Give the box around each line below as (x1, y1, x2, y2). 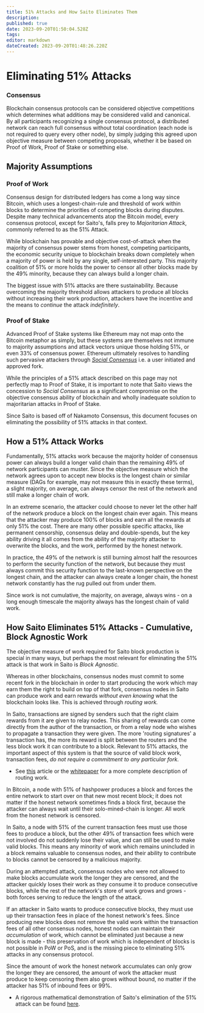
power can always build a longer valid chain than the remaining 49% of (6, 459, 185, 466)
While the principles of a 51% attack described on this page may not (6, 374, 178, 382)
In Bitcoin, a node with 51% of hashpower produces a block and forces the (6, 786, 193, 793)
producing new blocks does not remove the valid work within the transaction (6, 918, 199, 925)
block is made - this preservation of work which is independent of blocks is (6, 937, 195, 945)
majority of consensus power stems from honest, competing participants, (6, 244, 191, 252)
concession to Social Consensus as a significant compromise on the (6, 388, 178, 395)
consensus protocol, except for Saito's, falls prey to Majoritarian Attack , (6, 219, 187, 227)
